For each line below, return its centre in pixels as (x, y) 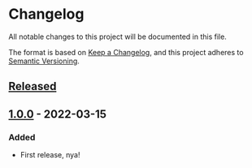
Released (33, 86)
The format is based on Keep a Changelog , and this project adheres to (126, 52)
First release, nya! (50, 155)
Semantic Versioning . (44, 61)
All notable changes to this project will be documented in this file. (118, 37)
